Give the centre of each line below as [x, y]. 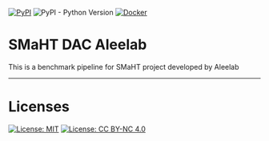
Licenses [39, 107]
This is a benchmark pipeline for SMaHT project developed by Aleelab [124, 66]
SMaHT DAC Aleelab [78, 45]
